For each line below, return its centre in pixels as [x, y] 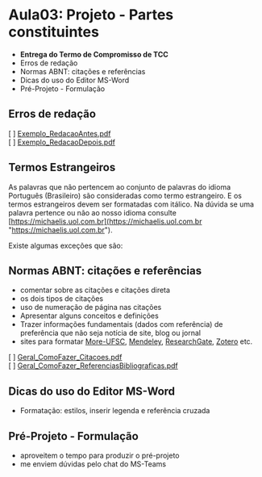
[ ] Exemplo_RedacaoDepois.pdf [62, 142]
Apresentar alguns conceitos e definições [89, 316]
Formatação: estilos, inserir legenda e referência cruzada [115, 411]
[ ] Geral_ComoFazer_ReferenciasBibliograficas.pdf [94, 366]
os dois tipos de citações [61, 299]
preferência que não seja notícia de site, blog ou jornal [110, 333]
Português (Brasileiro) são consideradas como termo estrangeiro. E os [125, 195]
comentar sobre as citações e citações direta [95, 290]
